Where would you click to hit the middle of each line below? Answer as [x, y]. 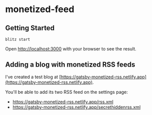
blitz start [18, 39]
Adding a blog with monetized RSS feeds [70, 65]
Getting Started [30, 28]
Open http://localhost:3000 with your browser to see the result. [71, 49]
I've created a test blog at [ [33, 77]
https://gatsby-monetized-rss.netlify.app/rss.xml [63, 101]
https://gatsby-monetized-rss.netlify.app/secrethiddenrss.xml [77, 107]
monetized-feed [40, 9]
